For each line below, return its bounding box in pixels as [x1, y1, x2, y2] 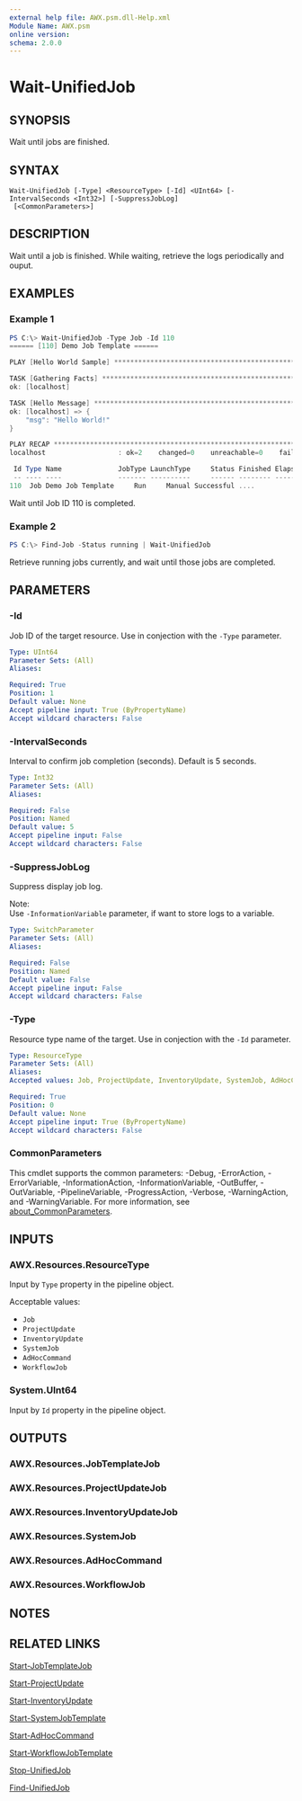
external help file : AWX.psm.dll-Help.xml [9, 13, 171, 22]
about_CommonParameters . [9, 1206, 113, 1217]
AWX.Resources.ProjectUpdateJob [9, 1481, 167, 1493]
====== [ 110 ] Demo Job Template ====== [9, 342, 159, 351]
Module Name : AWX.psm [9, 22, 91, 31]
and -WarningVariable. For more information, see [9, 1196, 191, 1207]
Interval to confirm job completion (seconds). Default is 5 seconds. [9, 755, 257, 766]
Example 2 [9, 520, 57, 532]
